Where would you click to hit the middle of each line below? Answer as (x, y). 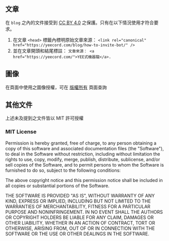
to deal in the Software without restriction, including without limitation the (83, 154)
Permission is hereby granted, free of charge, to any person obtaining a (81, 143)
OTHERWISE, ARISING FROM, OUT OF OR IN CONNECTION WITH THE (80, 228)
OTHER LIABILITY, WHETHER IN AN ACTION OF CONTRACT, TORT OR (80, 223)
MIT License (21, 132)
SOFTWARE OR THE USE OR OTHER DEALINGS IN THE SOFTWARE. (77, 234)
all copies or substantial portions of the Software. (57, 186)
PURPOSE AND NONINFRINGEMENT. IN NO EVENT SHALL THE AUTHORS (84, 212)
